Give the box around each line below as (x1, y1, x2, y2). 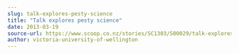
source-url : (7, 29, 43, 37)
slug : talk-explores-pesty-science (7, 10, 113, 18)
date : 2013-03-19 (7, 23, 59, 30)
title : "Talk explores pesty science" (7, 17, 122, 24)
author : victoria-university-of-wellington (7, 36, 139, 43)
